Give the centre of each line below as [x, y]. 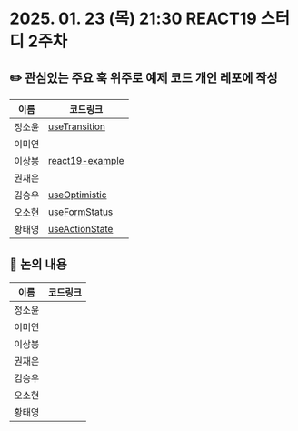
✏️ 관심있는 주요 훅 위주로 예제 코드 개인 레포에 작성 [144, 78]
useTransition [77, 126]
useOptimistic [78, 195]
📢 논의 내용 [39, 265]
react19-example [86, 160]
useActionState [81, 229]
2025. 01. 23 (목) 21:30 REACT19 [133, 19]
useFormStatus [81, 212]
